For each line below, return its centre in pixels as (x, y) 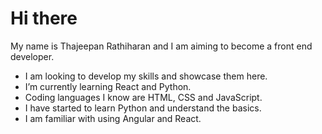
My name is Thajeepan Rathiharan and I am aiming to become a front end (161, 46)
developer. (32, 56)
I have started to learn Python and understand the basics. (143, 108)
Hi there (44, 18)
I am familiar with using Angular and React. (113, 118)
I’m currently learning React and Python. (108, 86)
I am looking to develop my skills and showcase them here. (146, 76)
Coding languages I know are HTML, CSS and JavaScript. (143, 97)
